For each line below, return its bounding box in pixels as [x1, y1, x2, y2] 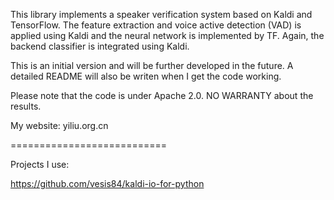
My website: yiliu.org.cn [10, 120, 109, 131]
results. [10, 100, 42, 112]
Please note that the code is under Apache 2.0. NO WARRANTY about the [10, 90, 314, 101]
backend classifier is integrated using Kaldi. [10, 40, 190, 52]
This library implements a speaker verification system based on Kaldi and [10, 9, 313, 20]
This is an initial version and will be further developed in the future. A [10, 60, 294, 71]
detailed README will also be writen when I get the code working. [10, 70, 282, 82]
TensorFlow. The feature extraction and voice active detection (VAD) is [10, 19, 302, 31]
